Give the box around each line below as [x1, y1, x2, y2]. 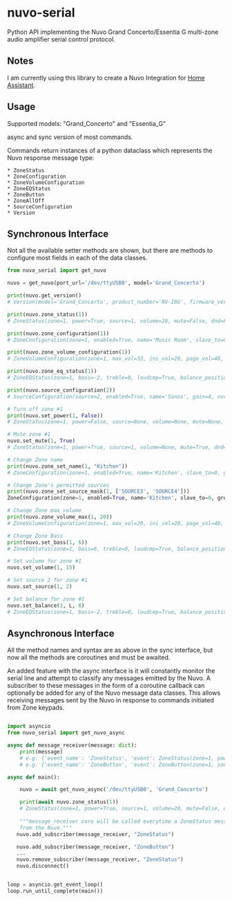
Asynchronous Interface [7, 628, 115, 639]
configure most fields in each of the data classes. [7, 254, 148, 262]
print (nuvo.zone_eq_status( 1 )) [7, 368, 97, 375]
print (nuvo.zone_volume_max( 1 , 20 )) [7, 513, 113, 520]
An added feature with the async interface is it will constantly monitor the [7, 666, 215, 675]
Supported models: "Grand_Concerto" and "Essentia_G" [7, 119, 166, 127]
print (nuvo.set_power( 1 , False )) [7, 412, 104, 419]
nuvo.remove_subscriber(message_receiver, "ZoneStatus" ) [16, 856, 184, 863]
